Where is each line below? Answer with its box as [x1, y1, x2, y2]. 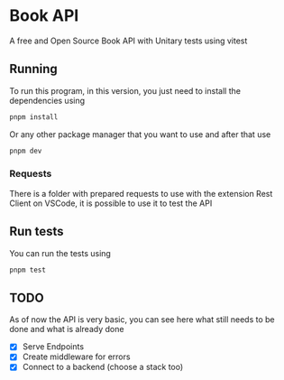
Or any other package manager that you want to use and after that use [9, 128, 271, 140]
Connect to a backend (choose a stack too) [22, 362, 184, 373]
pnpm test [9, 265, 47, 274]
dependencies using [9, 95, 86, 106]
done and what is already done [9, 324, 124, 335]
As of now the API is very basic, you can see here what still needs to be [9, 314, 275, 325]
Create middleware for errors [22, 351, 131, 362]
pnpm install [9, 112, 59, 122]
